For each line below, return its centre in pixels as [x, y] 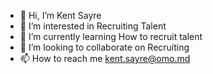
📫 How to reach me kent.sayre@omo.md [105, 58]
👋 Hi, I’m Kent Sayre [60, 15]
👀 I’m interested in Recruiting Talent [93, 26]
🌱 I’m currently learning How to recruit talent [111, 36]
